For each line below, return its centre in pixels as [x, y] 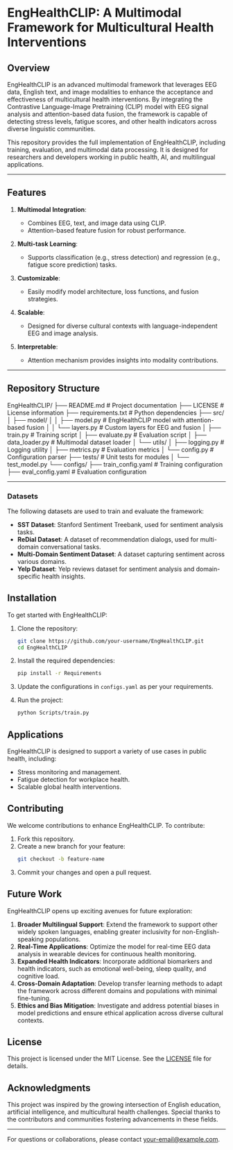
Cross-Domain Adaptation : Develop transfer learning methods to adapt [120, 983]
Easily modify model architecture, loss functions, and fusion [113, 291]
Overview [29, 68]
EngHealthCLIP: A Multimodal [94, 13]
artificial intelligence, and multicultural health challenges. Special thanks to [114, 1112]
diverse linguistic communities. [51, 129]
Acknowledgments [49, 1088]
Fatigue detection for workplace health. [74, 780]
